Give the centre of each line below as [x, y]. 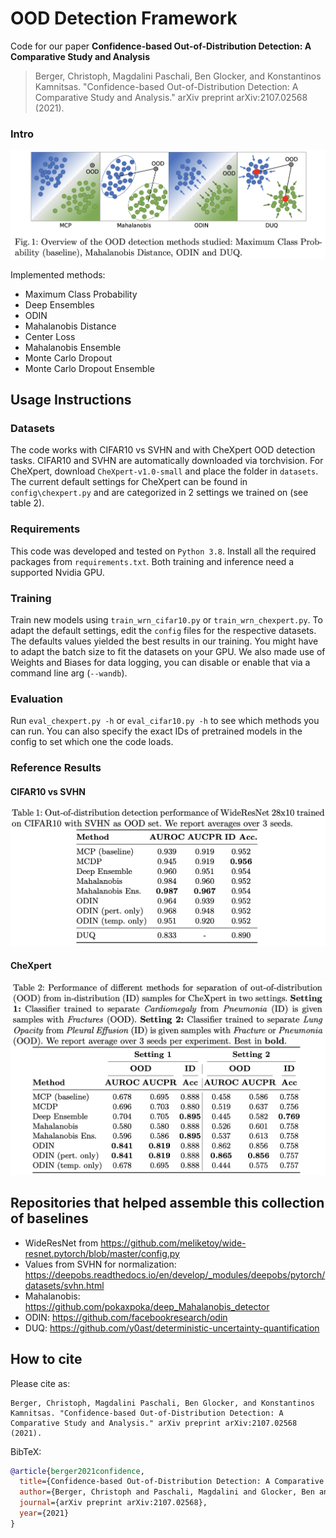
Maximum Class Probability [81, 294]
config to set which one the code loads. [92, 742]
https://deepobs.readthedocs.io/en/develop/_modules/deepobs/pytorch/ [175, 1274]
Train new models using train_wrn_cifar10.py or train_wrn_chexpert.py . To [166, 619]
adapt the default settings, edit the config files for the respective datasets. [163, 630]
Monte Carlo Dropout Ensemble [89, 368]
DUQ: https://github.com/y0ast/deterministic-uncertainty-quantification [172, 1328]
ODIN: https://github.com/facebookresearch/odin [126, 1317]
